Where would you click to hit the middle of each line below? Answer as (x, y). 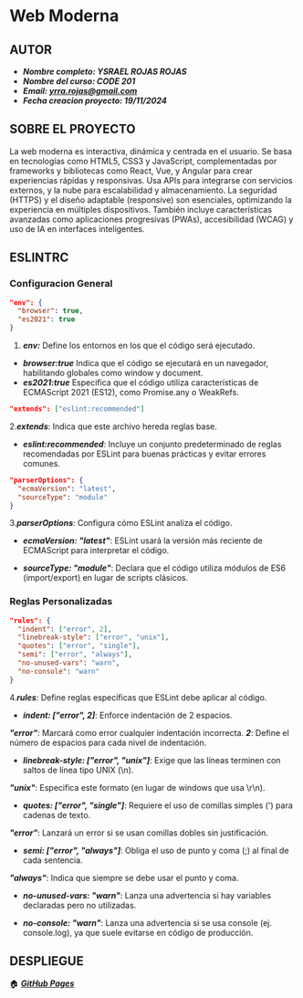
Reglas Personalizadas (61, 602)
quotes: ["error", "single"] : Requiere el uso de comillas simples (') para (158, 805)
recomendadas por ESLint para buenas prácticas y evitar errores (144, 454)
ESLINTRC (39, 258)
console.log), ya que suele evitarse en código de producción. (138, 932)
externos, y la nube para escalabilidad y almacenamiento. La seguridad (143, 190)
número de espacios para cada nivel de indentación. (108, 742)
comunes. (42, 463)
